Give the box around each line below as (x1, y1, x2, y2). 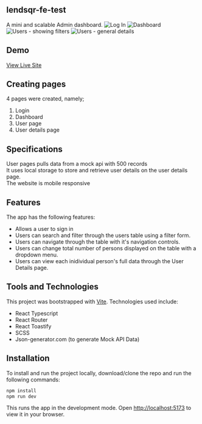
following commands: (6, 376, 60, 383)
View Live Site (6, 61, 42, 69)
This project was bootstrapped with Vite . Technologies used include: (6, 298, 178, 305)
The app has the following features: (6, 213, 96, 221)
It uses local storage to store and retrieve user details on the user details (6, 167, 188, 174)
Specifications (6, 144, 63, 154)
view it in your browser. (6, 411, 65, 418)
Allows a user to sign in (15, 225, 74, 233)
